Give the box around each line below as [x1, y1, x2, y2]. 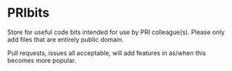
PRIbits [7, 5, 50, 21]
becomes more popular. [7, 56, 77, 64]
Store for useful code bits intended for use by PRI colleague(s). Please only [7, 28, 225, 36]
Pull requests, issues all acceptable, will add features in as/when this [7, 49, 206, 57]
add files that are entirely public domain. [7, 35, 124, 43]
